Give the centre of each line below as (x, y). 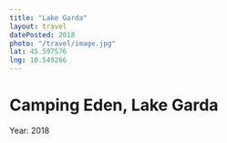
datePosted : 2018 (42, 35)
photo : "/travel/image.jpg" (63, 43)
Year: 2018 (30, 130)
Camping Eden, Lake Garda (114, 105)
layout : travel (38, 26)
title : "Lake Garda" (49, 18)
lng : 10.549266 (38, 60)
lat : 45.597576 (38, 52)
